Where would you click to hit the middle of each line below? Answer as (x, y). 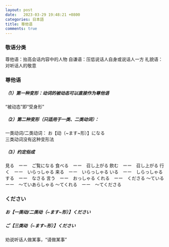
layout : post (19, 10)
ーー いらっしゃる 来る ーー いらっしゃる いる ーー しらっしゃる (88, 172)
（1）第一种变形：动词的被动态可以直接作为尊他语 (57, 93)
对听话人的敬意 (21, 66)
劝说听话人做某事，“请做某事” (36, 239)
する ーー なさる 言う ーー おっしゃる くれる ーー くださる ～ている (85, 178)
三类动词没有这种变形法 (30, 139)
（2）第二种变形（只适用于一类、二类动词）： (52, 119)
